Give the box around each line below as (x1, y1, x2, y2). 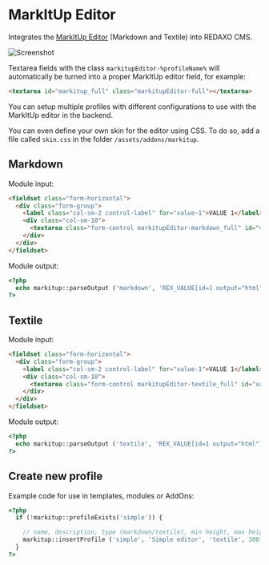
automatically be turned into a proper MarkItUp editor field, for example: (8, 71, 247, 81)
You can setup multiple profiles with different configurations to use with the (8, 102, 257, 111)
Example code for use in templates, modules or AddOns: (8, 490, 195, 500)
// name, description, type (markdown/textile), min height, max (22, 528, 246, 536)
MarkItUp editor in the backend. (8, 110, 114, 119)
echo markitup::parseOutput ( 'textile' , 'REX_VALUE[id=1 (15, 439, 210, 448)
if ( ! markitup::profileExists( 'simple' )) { (15, 514, 163, 522)
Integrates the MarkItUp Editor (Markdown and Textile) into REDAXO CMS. (8, 32, 253, 42)
